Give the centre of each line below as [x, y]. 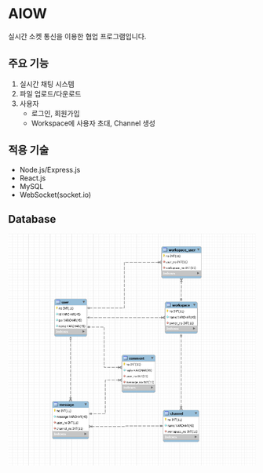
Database [32, 219]
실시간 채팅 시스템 [47, 84]
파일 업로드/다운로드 [50, 93]
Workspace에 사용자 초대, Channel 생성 [93, 123]
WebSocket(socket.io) [55, 195]
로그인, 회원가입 [55, 113]
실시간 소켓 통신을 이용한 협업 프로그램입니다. [77, 36]
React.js [33, 178]
